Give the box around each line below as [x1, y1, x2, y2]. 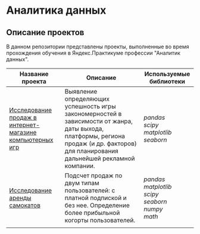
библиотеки [149, 77, 186, 85]
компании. [64, 162, 95, 170]
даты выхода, [64, 124, 104, 133]
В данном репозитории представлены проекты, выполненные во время [6, 43, 189, 50]
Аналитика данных [6, 4, 107, 17]
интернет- [9, 121, 40, 129]
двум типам [64, 179, 99, 187]
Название [19, 70, 49, 78]
